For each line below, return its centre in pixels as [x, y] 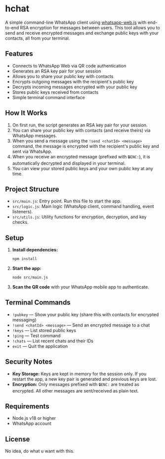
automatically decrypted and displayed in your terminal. [69, 163]
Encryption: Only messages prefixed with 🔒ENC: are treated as [76, 384]
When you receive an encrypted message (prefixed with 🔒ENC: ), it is [81, 156]
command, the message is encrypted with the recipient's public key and [85, 146]
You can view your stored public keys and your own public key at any [82, 168]
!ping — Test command [36, 335]
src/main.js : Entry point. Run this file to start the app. [67, 201]
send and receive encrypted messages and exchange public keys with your [82, 33]
